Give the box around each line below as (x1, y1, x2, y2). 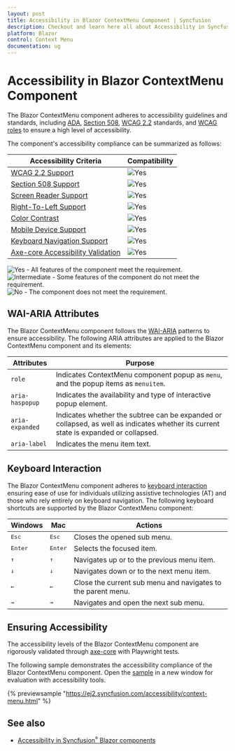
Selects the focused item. (73, 543, 157, 553)
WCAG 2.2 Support (10, 167, 74, 177)
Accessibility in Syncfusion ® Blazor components (17, 736, 156, 744)
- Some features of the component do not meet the (52, 272, 199, 281)
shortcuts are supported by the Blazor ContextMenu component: (7, 503, 194, 512)
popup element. (55, 398, 108, 408)
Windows (10, 520, 43, 530)
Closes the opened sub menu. (73, 532, 173, 542)
